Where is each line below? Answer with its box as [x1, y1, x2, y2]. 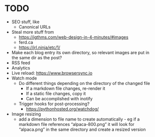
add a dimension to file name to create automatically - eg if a [18, 116, 140, 122]
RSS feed [11, 60, 30, 66]
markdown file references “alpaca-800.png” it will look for [18, 121, 135, 127]
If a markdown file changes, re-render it [26, 85, 106, 91]
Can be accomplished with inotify [26, 96, 93, 101]
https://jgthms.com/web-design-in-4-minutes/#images [18, 34, 128, 40]
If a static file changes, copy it [26, 90, 86, 96]
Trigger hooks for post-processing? [18, 101, 90, 107]
